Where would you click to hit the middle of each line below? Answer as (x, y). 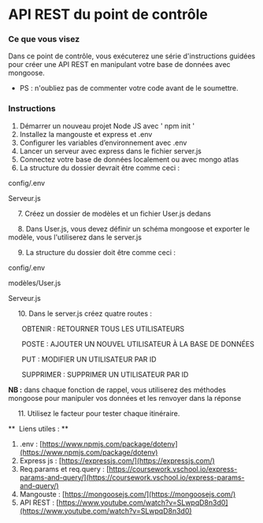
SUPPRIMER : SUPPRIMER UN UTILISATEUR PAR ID (105, 374)
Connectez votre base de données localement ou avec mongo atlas (129, 159)
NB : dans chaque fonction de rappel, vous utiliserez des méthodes (117, 389)
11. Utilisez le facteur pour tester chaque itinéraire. (99, 413)
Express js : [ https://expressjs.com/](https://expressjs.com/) (117, 460)
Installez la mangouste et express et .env (86, 134)
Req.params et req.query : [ (64, 469)
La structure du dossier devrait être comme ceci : (100, 168)
